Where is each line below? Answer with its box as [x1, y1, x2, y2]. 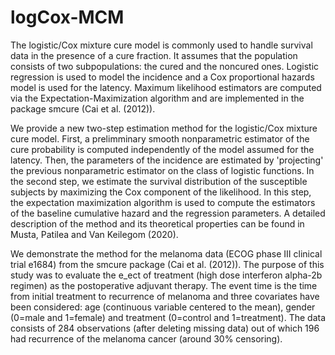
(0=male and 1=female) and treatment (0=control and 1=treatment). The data [10, 311, 327, 323]
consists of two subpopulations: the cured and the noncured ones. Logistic [10, 60, 320, 72]
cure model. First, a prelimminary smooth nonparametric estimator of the [10, 132, 310, 145]
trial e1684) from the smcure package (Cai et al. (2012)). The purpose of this [10, 258, 325, 270]
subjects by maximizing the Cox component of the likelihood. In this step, [10, 186, 312, 198]
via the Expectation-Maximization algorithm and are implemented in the [10, 92, 305, 104]
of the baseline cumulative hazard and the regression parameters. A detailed [10, 207, 326, 219]
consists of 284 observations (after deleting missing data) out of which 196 [10, 322, 320, 334]
